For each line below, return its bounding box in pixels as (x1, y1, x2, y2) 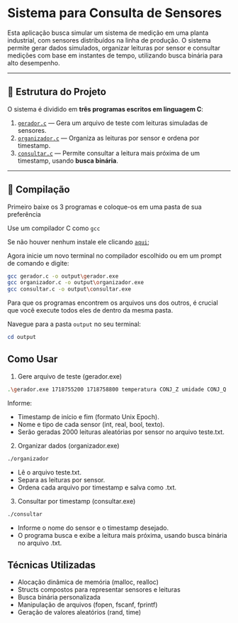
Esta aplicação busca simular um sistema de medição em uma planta (7, 28, 209, 37)
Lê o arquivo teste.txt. (17, 467, 81, 477)
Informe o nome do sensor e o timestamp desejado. (17, 524, 169, 532)
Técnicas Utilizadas (7, 559, 96, 571)
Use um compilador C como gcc (7, 224, 101, 232)
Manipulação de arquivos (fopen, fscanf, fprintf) (17, 600, 158, 609)
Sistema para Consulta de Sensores (7, 5, 222, 21)
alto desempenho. (7, 58, 60, 67)
